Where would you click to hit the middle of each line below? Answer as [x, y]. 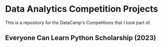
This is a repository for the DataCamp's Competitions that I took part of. [78, 23]
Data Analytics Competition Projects [82, 9]
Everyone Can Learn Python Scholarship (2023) [81, 38]
